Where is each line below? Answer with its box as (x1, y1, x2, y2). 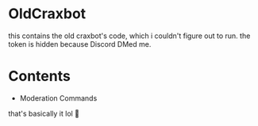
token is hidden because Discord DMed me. (8, 39, 152, 48)
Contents (8, 67, 71, 86)
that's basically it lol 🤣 (8, 109, 80, 118)
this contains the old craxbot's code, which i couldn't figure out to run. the (8, 31, 251, 40)
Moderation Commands (19, 93, 98, 103)
